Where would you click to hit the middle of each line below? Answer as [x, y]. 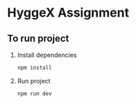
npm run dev [34, 94]
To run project [38, 38]
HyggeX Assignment [68, 13]
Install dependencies [47, 55]
